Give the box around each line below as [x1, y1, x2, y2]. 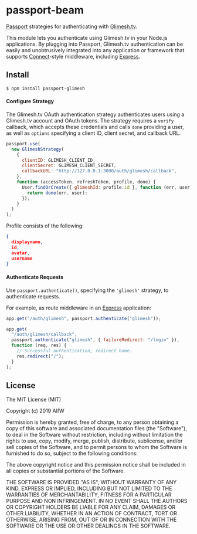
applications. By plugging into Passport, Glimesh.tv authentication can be [6, 40, 184, 47]
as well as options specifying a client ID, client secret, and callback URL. [6, 130, 181, 137]
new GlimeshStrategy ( [11, 146, 64, 152]
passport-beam [6, 4, 84, 17]
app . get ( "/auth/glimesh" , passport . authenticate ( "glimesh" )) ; [6, 315, 161, 321]
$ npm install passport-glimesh [6, 86, 85, 91]
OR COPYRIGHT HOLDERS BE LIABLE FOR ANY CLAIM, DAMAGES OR [6, 504, 176, 511]
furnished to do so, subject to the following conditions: [6, 450, 138, 457]
